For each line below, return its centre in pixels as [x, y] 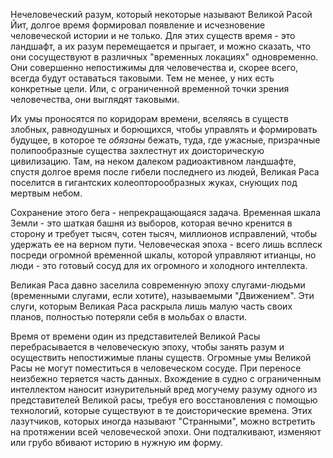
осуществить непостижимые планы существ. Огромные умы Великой [161, 357]
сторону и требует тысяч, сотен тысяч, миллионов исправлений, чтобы [163, 233]
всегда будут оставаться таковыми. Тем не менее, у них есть [142, 78]
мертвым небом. [46, 193]
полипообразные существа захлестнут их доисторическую [137, 150]
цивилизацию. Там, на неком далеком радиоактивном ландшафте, [153, 161]
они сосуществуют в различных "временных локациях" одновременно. [164, 57]
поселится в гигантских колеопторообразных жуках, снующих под [154, 182]
